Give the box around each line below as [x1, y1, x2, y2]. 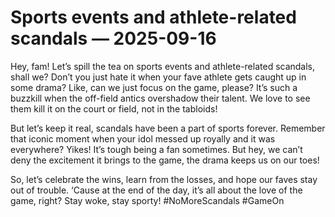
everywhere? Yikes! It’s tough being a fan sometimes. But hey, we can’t [10, 143, 303, 155]
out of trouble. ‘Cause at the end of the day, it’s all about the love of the [10, 184, 303, 196]
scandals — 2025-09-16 [10, 27, 217, 50]
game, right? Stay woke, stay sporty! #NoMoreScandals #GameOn [10, 194, 285, 206]
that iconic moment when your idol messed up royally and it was [10, 132, 276, 145]
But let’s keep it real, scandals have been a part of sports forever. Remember [10, 122, 326, 134]
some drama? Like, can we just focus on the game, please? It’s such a [10, 81, 298, 93]
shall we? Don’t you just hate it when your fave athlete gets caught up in [10, 71, 307, 83]
